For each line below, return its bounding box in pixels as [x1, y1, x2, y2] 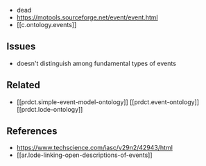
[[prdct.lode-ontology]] [16, 105, 83, 113]
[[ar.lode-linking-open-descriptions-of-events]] [16, 151, 153, 159]
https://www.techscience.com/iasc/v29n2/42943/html [16, 144, 173, 152]
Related [6, 79, 41, 91]
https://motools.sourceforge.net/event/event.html [16, 13, 158, 22]
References [6, 125, 58, 138]
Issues [6, 41, 36, 53]
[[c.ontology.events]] [16, 21, 77, 28]
